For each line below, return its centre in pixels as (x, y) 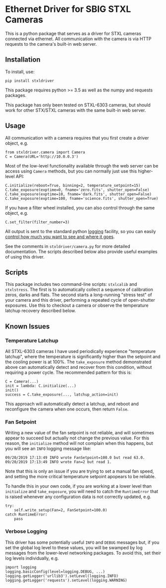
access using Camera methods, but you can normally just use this (71, 171)
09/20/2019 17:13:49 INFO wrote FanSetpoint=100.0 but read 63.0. (75, 458)
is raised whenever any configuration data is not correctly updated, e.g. (78, 497)
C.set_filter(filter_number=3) (37, 222)
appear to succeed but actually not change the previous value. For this (77, 438)
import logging (21, 567)
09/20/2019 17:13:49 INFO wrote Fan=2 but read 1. (58, 462)
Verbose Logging (26, 531)
